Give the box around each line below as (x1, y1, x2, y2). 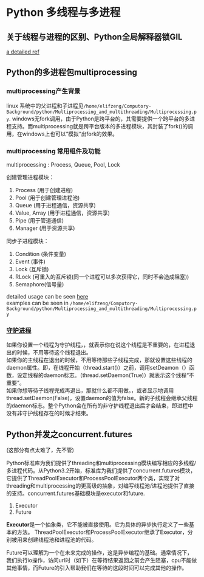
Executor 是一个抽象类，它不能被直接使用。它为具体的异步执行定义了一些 (6, 521, 189, 528)
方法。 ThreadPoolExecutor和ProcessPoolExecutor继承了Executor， (16, 528, 188, 536)
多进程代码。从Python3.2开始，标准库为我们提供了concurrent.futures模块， (6, 467, 196, 474)
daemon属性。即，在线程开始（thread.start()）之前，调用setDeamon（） (6, 364, 189, 371)
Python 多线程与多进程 (6, 5, 121, 19)
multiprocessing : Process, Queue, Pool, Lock (6, 161, 120, 168)
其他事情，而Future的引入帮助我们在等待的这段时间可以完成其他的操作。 (6, 564, 188, 572)
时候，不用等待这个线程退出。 (16, 349, 92, 356)
